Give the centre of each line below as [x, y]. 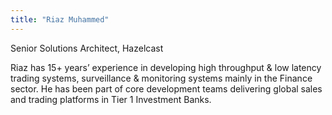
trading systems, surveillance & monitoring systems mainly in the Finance [161, 78]
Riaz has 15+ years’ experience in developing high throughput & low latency [166, 67]
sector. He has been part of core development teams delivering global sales [166, 88]
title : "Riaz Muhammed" [60, 19]
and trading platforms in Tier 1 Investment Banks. [111, 99]
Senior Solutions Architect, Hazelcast [87, 48]
